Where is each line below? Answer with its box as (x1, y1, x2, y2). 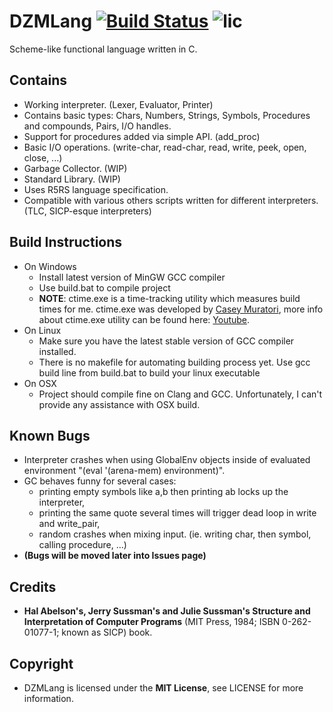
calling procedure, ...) (38, 539, 127, 551)
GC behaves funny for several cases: (23, 475, 177, 487)
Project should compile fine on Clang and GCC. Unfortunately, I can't (38, 388, 323, 400)
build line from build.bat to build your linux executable (38, 366, 261, 379)
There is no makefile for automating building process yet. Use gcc (38, 356, 311, 368)
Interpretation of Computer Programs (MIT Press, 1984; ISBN (23, 616, 281, 628)
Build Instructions (9, 234, 123, 251)
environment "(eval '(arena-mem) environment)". (23, 465, 226, 477)
